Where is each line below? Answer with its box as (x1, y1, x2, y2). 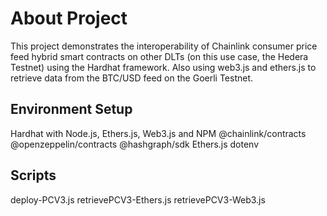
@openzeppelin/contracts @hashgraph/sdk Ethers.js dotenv (10, 138, 260, 150)
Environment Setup (10, 101, 133, 118)
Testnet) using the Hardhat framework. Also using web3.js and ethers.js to (10, 61, 317, 73)
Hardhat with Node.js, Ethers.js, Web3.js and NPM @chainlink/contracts (10, 127, 307, 139)
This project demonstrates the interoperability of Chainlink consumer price (10, 40, 318, 52)
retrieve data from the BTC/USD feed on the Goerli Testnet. (10, 72, 254, 84)
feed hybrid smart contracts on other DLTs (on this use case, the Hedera (10, 50, 309, 62)
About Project (10, 7, 128, 30)
